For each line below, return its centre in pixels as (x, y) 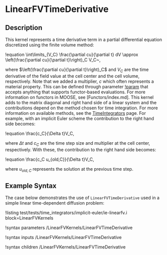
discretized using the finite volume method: (50, 45)
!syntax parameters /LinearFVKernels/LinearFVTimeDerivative (69, 228)
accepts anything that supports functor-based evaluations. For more (75, 92)
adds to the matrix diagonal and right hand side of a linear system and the (81, 102)
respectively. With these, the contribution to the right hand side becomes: (81, 149)
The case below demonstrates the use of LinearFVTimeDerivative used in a (82, 198)
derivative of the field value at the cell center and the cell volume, (72, 76)
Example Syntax (31, 186)
